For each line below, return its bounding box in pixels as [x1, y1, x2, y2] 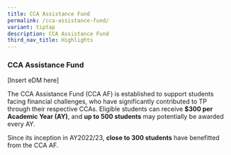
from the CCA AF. [7, 141, 59, 149]
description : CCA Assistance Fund [7, 30, 110, 38]
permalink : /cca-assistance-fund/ [7, 17, 110, 24]
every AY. [7, 120, 35, 128]
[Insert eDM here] [7, 76, 60, 85]
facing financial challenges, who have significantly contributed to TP [7, 97, 208, 106]
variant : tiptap [7, 23, 55, 30]
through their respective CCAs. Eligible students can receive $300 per [7, 105, 213, 113]
